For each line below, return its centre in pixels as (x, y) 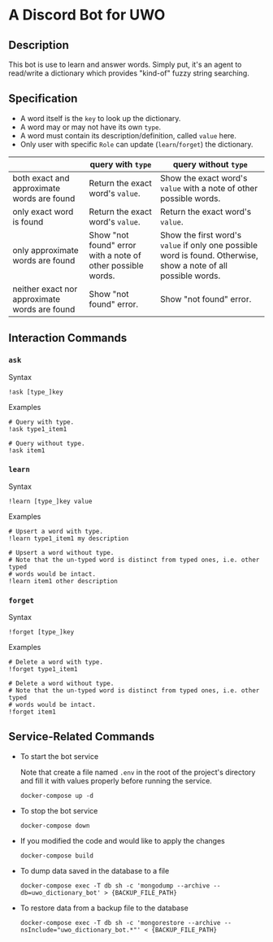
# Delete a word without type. (61, 684)
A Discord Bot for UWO (87, 15)
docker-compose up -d (56, 796)
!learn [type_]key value (50, 501)
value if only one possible (209, 245)
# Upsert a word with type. (56, 531)
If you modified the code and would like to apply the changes (122, 840)
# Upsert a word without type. (61, 552)
